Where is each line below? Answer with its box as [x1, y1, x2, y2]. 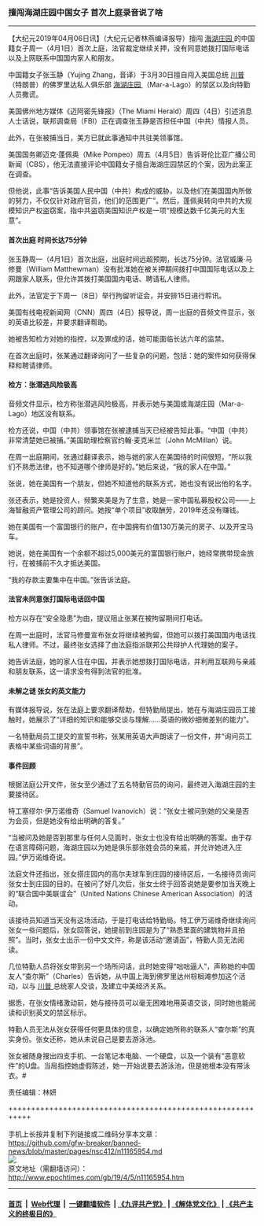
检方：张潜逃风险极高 [8, 380, 77, 390]
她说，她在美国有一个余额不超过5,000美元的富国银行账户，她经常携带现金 [8, 548, 247, 558]
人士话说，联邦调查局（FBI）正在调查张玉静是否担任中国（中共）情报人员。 [8, 116, 253, 126]
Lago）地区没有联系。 [8, 408, 80, 418]
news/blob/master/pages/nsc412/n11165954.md [8, 1147, 163, 1156]
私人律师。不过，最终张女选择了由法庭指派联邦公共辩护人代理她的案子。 [8, 640, 242, 649]
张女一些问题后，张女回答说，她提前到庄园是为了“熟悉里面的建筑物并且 [8, 925, 239, 935]
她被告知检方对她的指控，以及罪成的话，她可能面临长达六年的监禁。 [8, 334, 229, 343]
